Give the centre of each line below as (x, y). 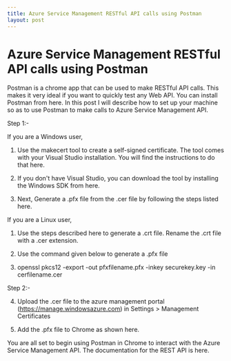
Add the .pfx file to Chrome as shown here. (78, 330)
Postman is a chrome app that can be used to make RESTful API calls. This (113, 88)
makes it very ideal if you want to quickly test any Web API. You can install (113, 95)
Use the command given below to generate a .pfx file (92, 254)
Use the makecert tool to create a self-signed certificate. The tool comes (120, 150)
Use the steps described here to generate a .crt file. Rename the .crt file (119, 233)
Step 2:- (19, 288)
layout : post (26, 20)
